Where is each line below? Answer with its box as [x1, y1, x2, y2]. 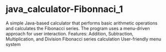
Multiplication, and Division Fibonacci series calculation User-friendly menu [5, 36, 161, 42]
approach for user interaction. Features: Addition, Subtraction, [5, 30, 134, 36]
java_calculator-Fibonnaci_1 [5, 3, 123, 15]
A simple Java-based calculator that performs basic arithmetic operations [5, 20, 158, 26]
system [5, 41, 21, 47]
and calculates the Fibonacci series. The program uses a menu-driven [5, 25, 150, 31]
